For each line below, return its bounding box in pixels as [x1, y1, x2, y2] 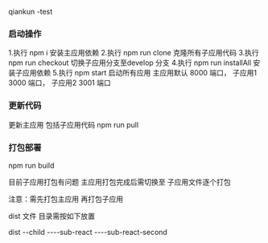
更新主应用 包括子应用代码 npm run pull [8, 119, 139, 129]
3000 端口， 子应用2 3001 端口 [8, 78, 111, 87]
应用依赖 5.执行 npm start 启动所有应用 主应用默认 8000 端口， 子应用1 [22, 68, 258, 78]
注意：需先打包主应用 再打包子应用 [8, 194, 123, 204]
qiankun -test [8, 7, 53, 16]
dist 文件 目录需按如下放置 [8, 211, 95, 221]
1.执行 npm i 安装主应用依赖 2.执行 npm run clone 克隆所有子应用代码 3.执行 [8, 48, 259, 58]
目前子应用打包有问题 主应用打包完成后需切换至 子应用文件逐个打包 [8, 176, 231, 187]
